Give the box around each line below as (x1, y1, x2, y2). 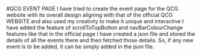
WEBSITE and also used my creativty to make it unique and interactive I (6, 18, 184, 24)
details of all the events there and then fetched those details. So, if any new (6, 37, 194, 43)
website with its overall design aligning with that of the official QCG (6, 11, 173, 18)
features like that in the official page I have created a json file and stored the (6, 30, 196, 38)
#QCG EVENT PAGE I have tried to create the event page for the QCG (6, 5, 179, 12)
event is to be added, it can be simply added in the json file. (6, 43, 155, 50)
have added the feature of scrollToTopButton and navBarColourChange (6, 24, 183, 31)
